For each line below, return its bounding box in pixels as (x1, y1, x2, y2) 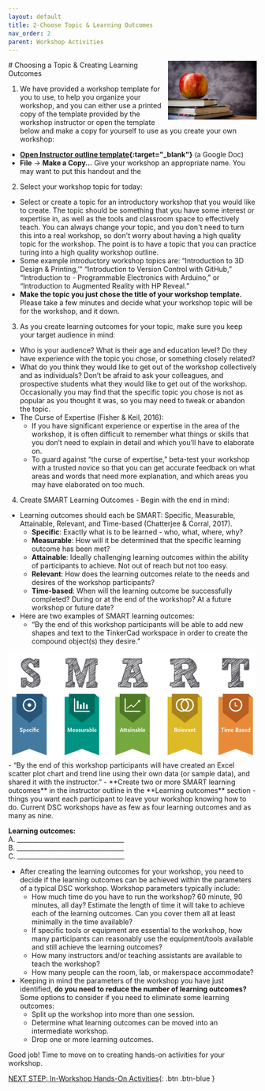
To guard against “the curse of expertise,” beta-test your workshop (31, 455, 250, 464)
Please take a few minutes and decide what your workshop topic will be (19, 298, 253, 308)
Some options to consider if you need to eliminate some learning (19, 993, 230, 1002)
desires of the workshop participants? (31, 578, 155, 587)
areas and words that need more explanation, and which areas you (31, 471, 248, 481)
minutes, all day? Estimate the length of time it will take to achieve (31, 900, 245, 910)
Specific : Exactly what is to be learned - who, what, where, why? (31, 527, 243, 537)
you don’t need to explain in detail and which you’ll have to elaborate (31, 438, 255, 447)
